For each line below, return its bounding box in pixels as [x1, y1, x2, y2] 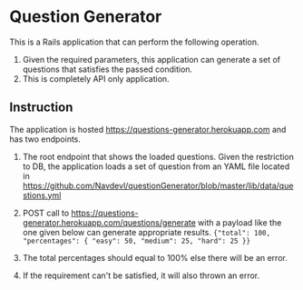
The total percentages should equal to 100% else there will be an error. [22, 252, 288, 263]
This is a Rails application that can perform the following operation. [9, 36, 259, 47]
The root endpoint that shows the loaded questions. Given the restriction [22, 151, 295, 162]
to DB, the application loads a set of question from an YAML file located [22, 161, 290, 172]
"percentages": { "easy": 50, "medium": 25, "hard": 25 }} [22, 236, 251, 245]
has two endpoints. [9, 134, 82, 145]
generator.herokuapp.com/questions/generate [22, 216, 197, 228]
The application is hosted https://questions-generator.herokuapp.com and [9, 124, 287, 135]
